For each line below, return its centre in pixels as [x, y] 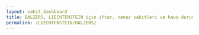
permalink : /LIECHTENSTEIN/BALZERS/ [51, 23]
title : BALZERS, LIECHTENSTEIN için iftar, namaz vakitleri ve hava [92, 17]
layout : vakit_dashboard [37, 12]
